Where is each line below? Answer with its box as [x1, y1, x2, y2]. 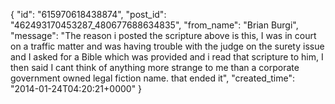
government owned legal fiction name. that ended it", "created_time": [10, 72, 296, 84]
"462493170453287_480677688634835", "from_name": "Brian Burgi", [10, 19, 299, 31]
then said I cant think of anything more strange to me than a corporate [10, 62, 300, 73]
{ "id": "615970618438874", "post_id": [10, 9, 167, 20]
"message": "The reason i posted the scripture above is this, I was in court [10, 30, 317, 41]
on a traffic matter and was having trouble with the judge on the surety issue [10, 40, 325, 52]
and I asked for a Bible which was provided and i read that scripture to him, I [10, 51, 324, 63]
